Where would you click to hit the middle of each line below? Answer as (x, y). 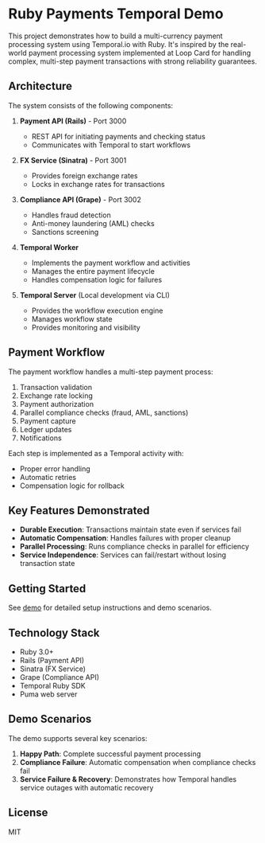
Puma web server (48, 694)
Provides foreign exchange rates (84, 175)
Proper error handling (55, 468)
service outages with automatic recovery (86, 787)
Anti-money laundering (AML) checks (93, 223)
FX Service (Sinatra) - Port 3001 (73, 160)
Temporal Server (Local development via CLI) (95, 295)
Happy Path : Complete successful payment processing (110, 754)
